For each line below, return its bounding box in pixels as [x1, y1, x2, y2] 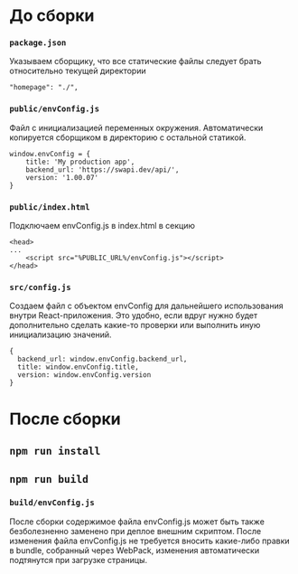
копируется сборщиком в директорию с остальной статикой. [9, 132, 247, 143]
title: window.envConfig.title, [17, 362, 140, 372]
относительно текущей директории [9, 65, 146, 77]
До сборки [9, 5, 95, 26]
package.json [9, 38, 67, 48]
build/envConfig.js [9, 498, 95, 508]
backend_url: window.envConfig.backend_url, [17, 354, 188, 364]
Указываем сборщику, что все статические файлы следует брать [9, 56, 262, 67]
